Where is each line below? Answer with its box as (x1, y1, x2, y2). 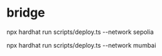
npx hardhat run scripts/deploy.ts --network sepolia (6, 28, 154, 36)
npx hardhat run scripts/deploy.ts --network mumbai (6, 41, 156, 49)
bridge (6, 5, 46, 21)
